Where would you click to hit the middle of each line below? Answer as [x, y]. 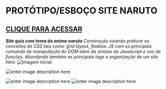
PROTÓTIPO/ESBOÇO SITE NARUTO [82, 11]
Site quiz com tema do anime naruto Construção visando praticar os [77, 41]
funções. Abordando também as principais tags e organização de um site [82, 57]
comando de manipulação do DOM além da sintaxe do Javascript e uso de [83, 51]
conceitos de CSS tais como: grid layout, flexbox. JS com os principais [79, 46]
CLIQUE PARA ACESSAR [44, 29]
